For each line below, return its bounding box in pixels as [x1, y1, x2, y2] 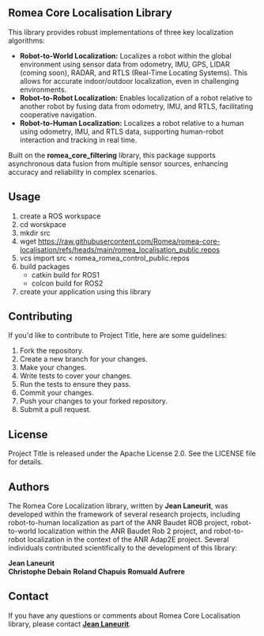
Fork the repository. [19, 346, 85, 355]
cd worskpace [19, 219, 66, 229]
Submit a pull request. [19, 405, 92, 415]
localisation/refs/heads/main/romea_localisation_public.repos [19, 244, 220, 254]
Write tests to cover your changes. [19, 371, 133, 380]
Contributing [8, 310, 73, 324]
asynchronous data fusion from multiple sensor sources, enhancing [8, 158, 228, 168]
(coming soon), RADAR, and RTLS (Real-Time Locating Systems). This [19, 67, 247, 78]
